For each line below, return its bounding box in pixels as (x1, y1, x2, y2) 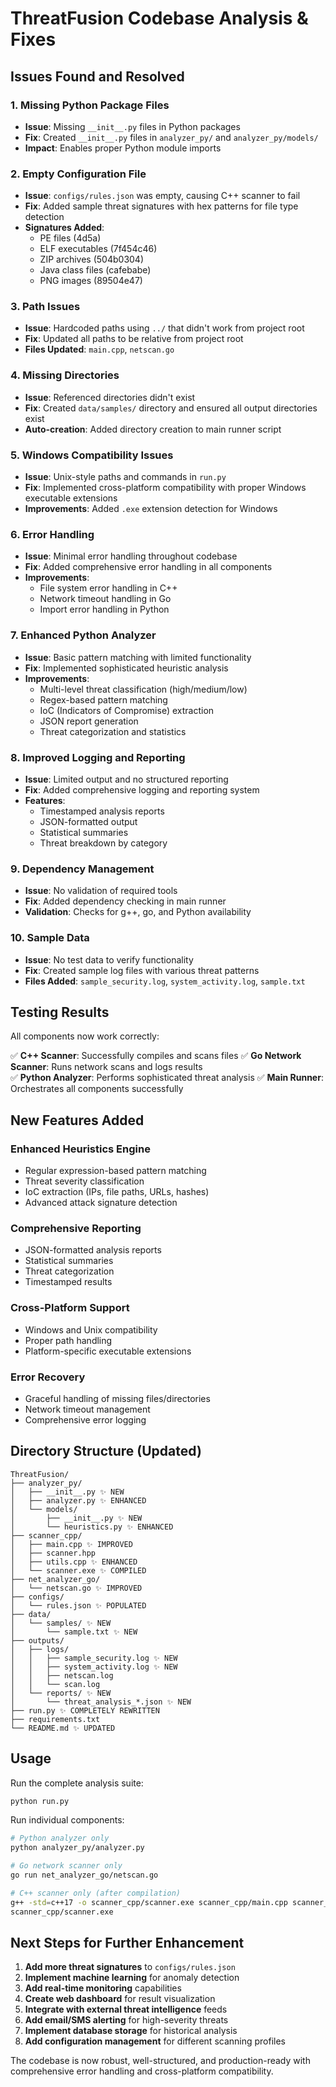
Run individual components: (10, 1814, 125, 1826)
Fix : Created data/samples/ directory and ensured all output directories (24, 402, 318, 414)
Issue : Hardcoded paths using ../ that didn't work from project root (24, 322, 305, 334)
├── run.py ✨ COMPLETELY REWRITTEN (10, 1705, 160, 1716)
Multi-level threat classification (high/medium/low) (39, 683, 248, 695)
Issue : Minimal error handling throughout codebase (24, 550, 238, 562)
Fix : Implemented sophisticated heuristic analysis (24, 662, 229, 674)
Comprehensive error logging (24, 1413, 147, 1426)
